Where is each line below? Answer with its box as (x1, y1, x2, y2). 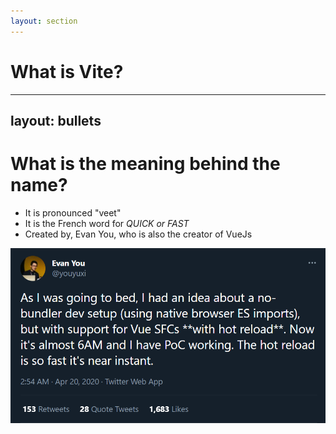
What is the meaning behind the (10, 153, 281, 175)
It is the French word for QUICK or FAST (24, 217, 190, 229)
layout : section (10, 16, 78, 26)
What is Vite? (10, 60, 124, 83)
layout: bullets (10, 112, 102, 129)
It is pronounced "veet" (24, 206, 122, 219)
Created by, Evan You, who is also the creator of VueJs (24, 228, 253, 240)
